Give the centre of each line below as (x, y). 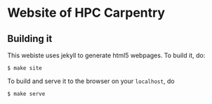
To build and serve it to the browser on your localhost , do (91, 81)
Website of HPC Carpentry (86, 13)
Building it (30, 39)
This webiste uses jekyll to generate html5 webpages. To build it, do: (106, 55)
